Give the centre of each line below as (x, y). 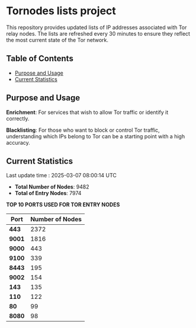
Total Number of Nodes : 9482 (52, 187)
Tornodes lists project (61, 11)
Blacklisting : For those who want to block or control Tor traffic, (83, 130)
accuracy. (18, 142)
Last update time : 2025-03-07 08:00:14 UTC (61, 176)
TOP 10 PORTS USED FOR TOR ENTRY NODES (63, 205)
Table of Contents (40, 58)
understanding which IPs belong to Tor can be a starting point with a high (96, 136)
